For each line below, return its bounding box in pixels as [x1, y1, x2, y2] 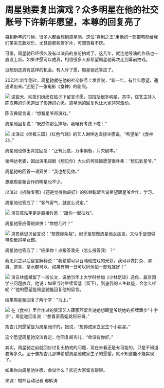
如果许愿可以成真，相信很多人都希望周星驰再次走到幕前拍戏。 [26, 56, 150, 62]
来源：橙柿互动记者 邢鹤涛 [5, 377, 57, 383]
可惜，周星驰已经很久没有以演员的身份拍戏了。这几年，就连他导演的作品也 [5, 50, 154, 56]
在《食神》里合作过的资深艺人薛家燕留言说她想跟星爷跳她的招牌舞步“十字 [11, 307, 158, 313]
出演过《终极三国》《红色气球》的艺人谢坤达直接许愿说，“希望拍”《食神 [11, 131, 154, 137]
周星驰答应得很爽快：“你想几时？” [5, 220, 73, 226]
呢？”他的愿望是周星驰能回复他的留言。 [5, 286, 84, 292]
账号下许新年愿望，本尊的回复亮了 [5, 17, 142, 28]
